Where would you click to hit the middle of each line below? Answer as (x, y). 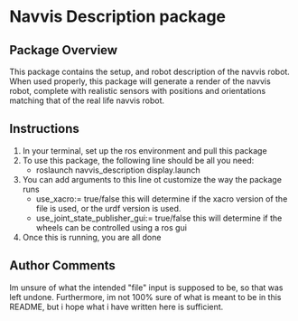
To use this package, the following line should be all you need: (138, 160)
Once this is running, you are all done (92, 237)
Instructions (44, 129)
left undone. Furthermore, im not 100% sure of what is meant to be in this (145, 297)
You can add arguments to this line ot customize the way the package (152, 179)
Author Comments (62, 265)
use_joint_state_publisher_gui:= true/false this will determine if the (159, 218)
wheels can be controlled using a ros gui (112, 227)
